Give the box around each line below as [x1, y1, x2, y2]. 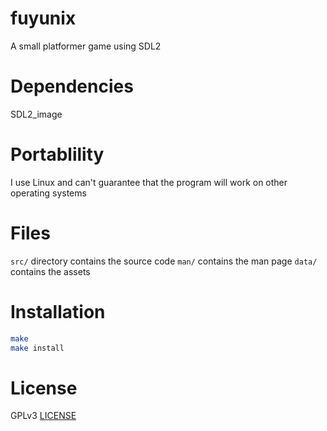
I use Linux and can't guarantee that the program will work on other [10, 176, 288, 188]
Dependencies [10, 75, 134, 98]
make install [10, 343, 65, 353]
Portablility [10, 143, 105, 166]
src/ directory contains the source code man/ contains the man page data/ [10, 255, 318, 267]
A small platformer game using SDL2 [10, 40, 162, 52]
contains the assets [10, 265, 91, 277]
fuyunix [10, 7, 77, 30]
